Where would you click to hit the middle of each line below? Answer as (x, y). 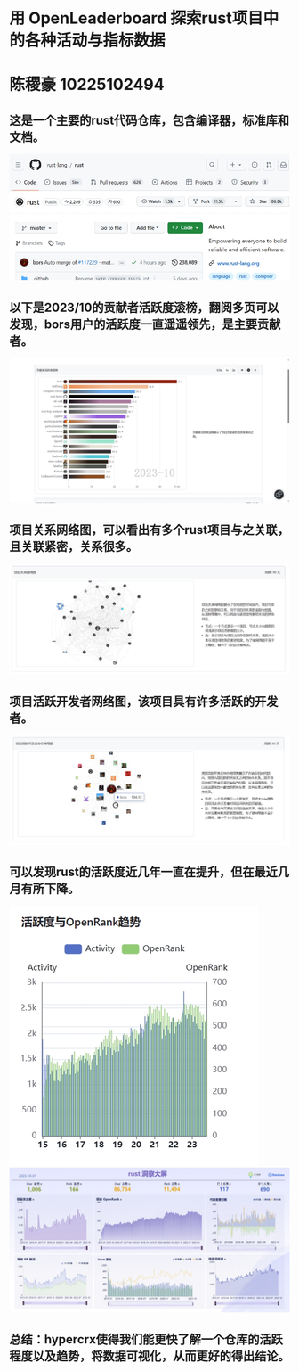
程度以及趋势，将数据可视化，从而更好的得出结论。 (149, 1356)
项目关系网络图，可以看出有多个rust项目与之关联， (149, 530)
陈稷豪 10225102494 (87, 85)
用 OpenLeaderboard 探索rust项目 (137, 18)
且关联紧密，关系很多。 (73, 547)
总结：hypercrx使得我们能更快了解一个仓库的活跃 (146, 1339)
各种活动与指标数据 (96, 41)
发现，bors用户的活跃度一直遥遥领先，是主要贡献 (145, 324)
